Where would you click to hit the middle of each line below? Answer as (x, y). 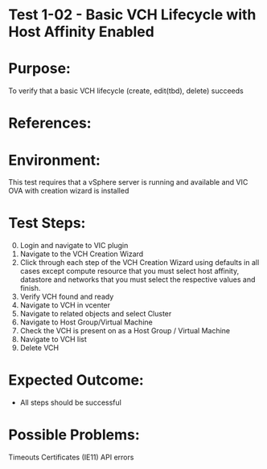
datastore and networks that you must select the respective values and (138, 279)
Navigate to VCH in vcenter (65, 305)
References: (50, 123)
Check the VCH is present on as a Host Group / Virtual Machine (125, 331)
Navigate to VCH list (53, 340)
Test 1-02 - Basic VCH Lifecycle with (132, 15)
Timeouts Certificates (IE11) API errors (71, 457)
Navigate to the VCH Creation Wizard (82, 254)
